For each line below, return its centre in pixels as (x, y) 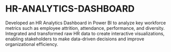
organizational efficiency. (32, 44)
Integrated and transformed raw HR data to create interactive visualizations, (85, 33)
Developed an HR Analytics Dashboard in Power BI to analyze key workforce (86, 23)
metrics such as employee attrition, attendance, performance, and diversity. (85, 28)
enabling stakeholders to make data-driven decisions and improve (75, 39)
